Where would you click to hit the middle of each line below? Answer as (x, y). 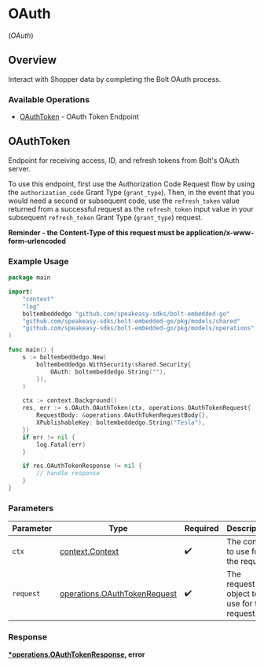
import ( (21, 292)
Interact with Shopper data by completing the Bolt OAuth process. (115, 79)
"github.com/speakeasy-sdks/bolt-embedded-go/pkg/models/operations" (139, 328)
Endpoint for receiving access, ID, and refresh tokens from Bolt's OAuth (124, 160)
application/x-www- (220, 232)
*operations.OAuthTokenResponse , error (77, 654)
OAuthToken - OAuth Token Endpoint (79, 117)
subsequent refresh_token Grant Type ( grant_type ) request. (105, 217)
